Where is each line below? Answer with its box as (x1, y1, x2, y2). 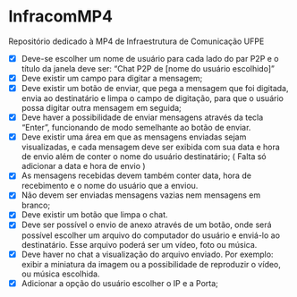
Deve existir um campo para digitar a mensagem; (21, 73, 203, 83)
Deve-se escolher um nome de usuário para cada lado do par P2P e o (21, 53, 279, 64)
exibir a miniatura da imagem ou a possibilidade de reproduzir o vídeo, (21, 259, 281, 269)
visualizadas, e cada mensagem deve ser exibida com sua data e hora (21, 141, 281, 153)
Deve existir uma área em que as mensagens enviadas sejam (21, 132, 247, 142)
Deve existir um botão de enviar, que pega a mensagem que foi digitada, (21, 83, 289, 94)
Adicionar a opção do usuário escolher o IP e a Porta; (21, 277, 218, 288)
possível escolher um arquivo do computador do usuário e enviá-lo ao (21, 230, 281, 241)
